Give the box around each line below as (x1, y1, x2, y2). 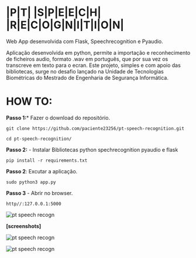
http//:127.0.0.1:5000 (6, 200, 61, 207)
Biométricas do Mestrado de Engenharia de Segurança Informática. (6, 74, 169, 81)
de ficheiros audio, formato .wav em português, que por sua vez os (6, 55, 169, 62)
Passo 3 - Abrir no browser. (6, 189, 73, 196)
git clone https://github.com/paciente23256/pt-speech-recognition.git (6, 125, 184, 132)
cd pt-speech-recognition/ (6, 136, 72, 142)
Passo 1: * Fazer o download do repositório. (6, 114, 110, 121)
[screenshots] (6, 222, 42, 229)
